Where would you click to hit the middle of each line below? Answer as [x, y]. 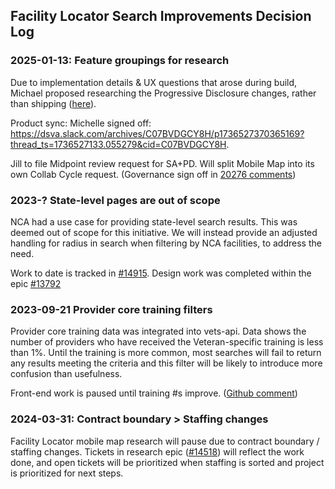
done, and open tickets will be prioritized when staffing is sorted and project [167, 462]
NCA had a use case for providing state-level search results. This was [154, 221]
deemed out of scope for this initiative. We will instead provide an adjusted [164, 232]
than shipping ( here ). [53, 103]
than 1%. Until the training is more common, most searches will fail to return [166, 353]
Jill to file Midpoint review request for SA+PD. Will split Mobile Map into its [162, 163]
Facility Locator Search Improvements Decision [161, 16]
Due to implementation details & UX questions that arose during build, [154, 82]
